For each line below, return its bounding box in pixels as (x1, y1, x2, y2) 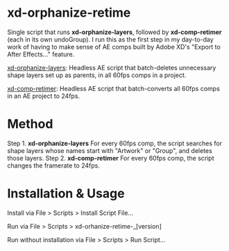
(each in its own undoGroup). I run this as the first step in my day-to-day (7, 35, 214, 43)
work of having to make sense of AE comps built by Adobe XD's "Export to (7, 42, 221, 51)
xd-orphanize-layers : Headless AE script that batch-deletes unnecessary (7, 63, 217, 72)
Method (7, 116, 53, 132)
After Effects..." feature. (7, 50, 75, 58)
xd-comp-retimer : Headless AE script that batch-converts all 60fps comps (7, 84, 220, 92)
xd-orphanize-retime (7, 5, 131, 21)
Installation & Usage (7, 186, 125, 202)
